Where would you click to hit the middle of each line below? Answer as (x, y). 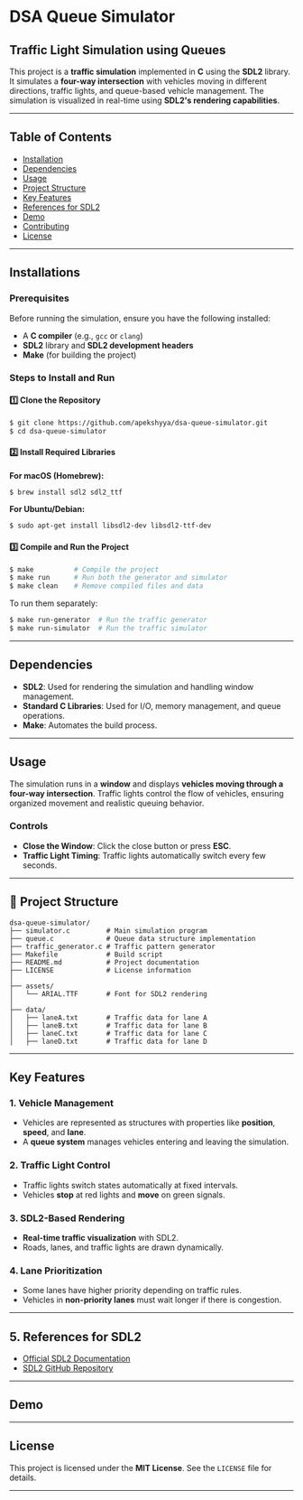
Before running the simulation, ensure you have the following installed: (140, 318)
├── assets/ (32, 986)
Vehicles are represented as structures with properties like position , (149, 1123)
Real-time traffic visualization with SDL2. (100, 1237)
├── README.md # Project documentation (105, 962)
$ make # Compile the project (84, 569)
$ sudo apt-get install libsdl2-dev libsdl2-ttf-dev (110, 526)
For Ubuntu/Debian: (47, 509)
